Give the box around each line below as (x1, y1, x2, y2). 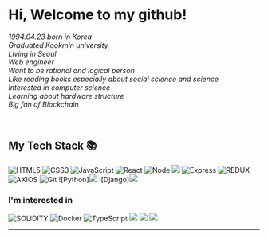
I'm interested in (8, 194, 73, 205)
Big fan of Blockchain (8, 99, 80, 109)
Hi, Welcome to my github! (8, 6, 187, 24)
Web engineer (8, 57, 54, 67)
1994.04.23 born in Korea (8, 32, 93, 41)
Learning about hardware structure (8, 91, 124, 100)
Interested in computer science (8, 82, 111, 92)
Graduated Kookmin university (8, 40, 109, 49)
